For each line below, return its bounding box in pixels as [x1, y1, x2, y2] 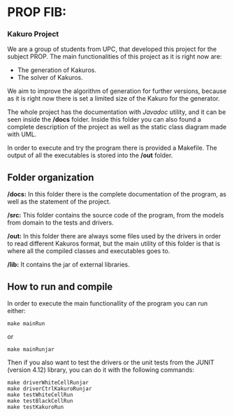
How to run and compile [7, 280, 113, 292]
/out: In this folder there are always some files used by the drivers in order [7, 232, 221, 241]
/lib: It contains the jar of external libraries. [7, 260, 131, 269]
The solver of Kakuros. [17, 73, 84, 82]
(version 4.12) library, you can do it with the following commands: [7, 366, 194, 374]
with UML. [7, 130, 37, 138]
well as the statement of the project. [7, 197, 111, 206]
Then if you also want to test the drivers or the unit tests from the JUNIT [7, 358, 214, 367]
